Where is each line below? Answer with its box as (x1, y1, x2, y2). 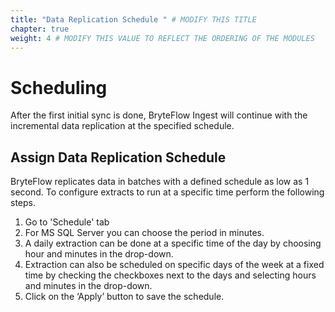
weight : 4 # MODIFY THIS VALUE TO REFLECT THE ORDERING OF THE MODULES (10, 33, 315, 43)
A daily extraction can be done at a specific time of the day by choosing (24, 237, 322, 250)
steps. (10, 197, 36, 209)
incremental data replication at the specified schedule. (10, 120, 235, 132)
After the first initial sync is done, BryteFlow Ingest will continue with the (10, 109, 308, 121)
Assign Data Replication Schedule (10, 149, 227, 166)
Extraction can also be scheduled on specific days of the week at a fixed (24, 259, 325, 271)
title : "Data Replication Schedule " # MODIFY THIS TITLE (10, 14, 257, 25)
